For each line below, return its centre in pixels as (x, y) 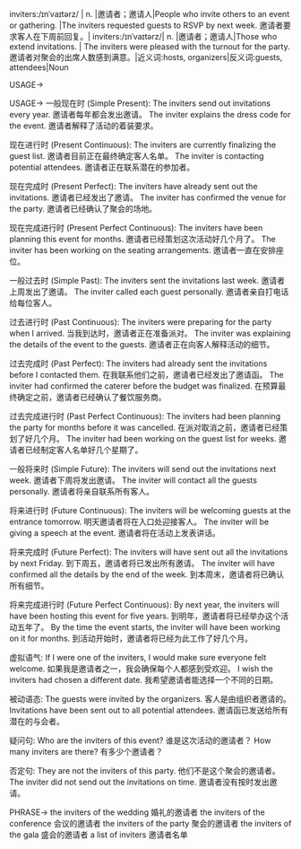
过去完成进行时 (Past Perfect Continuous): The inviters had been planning (145, 416)
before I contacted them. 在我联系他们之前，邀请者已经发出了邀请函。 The (146, 375)
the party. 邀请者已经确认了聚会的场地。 (83, 209)
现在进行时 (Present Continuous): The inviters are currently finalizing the (142, 144)
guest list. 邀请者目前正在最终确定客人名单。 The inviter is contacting (137, 156)
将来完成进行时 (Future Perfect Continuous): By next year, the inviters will (144, 604)
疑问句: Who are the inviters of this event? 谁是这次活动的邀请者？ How (140, 740)
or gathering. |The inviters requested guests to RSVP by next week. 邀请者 (146, 25)
